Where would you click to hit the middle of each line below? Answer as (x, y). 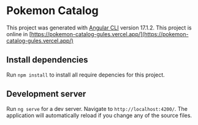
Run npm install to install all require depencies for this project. (86, 75)
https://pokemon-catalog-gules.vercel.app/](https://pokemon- (110, 34)
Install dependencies (47, 60)
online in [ (19, 34)
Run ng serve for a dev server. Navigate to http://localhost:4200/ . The (97, 108)
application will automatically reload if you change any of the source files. (99, 115)
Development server (46, 94)
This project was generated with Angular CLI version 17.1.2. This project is (99, 28)
